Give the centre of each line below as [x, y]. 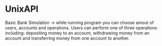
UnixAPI [22, 9]
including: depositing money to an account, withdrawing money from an [77, 33]
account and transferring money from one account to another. [67, 38]
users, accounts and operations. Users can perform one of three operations [81, 27]
